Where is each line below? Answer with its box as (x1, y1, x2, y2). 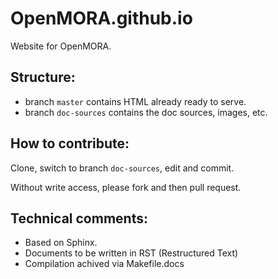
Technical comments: (10, 210, 148, 227)
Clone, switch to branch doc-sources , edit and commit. (10, 162, 235, 174)
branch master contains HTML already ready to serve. (24, 95, 247, 107)
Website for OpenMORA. (10, 40, 112, 52)
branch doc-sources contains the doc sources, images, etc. (24, 106, 268, 118)
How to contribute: (10, 135, 130, 152)
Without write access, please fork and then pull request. (10, 181, 242, 193)
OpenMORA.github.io (10, 7, 193, 30)
